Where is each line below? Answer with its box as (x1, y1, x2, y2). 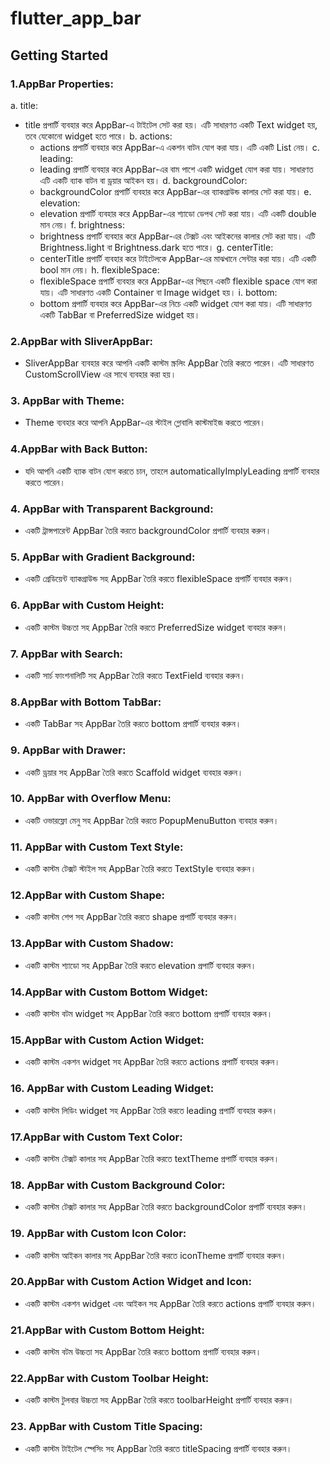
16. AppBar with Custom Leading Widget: (10, 1082, 215, 1096)
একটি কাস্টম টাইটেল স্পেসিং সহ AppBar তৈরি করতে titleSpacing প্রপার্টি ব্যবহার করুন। (24, 1442, 293, 1454)
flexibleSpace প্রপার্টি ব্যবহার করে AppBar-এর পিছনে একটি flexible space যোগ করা (39, 275, 318, 287)
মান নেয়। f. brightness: (39, 218, 125, 231)
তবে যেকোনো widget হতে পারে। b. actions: (24, 130, 173, 142)
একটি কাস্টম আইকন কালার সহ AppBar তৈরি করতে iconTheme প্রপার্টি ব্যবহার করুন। (24, 1249, 287, 1261)
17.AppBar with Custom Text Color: (10, 1130, 183, 1144)
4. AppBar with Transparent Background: (10, 502, 214, 516)
